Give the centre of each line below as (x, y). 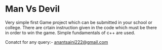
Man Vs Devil (33, 9)
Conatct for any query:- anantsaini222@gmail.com (57, 42)
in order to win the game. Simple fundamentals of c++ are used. (70, 33)
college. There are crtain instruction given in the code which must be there (81, 27)
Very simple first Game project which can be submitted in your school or (79, 22)
